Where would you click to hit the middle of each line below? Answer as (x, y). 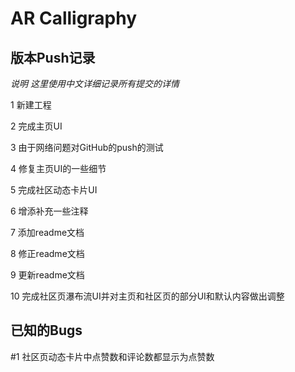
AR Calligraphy (74, 18)
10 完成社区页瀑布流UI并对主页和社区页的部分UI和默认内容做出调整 (147, 296)
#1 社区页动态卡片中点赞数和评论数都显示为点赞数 (112, 356)
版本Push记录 (53, 57)
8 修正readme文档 (47, 253)
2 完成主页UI (36, 126)
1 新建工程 (31, 105)
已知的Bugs (46, 330)
